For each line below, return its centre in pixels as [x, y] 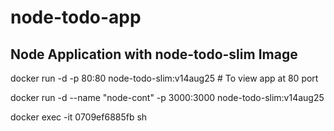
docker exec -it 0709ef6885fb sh [79, 117]
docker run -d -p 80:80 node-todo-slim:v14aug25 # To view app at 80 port [164, 78]
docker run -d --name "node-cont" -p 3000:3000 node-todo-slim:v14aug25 [167, 97]
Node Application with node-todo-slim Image [154, 54]
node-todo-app [76, 17]
